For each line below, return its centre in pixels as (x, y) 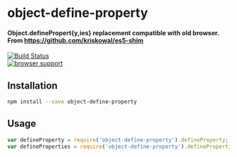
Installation (32, 86)
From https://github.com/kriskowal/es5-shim (75, 40)
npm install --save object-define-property (72, 102)
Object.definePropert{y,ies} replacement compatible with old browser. (114, 32)
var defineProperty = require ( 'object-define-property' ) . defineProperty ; (118, 140)
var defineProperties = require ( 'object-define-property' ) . (98, 146)
